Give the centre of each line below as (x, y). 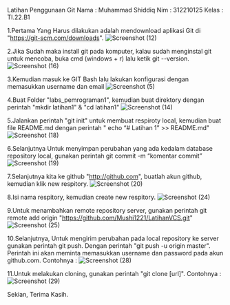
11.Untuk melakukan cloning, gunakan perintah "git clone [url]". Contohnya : (114, 274)
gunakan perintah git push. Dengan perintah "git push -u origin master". (109, 246)
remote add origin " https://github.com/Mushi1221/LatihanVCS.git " (100, 218)
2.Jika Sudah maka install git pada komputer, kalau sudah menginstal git (109, 51)
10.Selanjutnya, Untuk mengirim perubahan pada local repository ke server (113, 238)
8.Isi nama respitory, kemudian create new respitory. (82, 197)
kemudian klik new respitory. (48, 184)
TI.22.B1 (19, 17)
